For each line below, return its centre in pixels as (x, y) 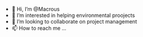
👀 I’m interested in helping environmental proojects (73, 15)
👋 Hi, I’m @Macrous (36, 9)
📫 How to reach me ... (39, 28)
